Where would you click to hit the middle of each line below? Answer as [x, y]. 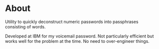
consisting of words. [25, 26]
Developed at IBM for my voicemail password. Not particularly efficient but [79, 36]
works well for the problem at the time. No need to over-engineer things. [77, 41]
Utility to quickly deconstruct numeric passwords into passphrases [72, 22]
